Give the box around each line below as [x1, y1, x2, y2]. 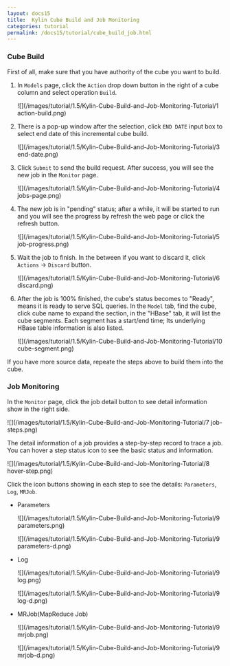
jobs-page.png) [16, 191, 62, 199]
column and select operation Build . [16, 88, 117, 96]
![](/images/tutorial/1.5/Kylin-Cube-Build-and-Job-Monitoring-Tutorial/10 [16, 337, 222, 345]
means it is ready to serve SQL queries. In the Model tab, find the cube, [16, 302, 217, 310]
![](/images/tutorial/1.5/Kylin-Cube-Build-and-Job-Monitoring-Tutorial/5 [16, 232, 220, 241]
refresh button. [16, 219, 60, 227]
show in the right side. [7, 405, 70, 413]
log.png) [16, 575, 41, 584]
